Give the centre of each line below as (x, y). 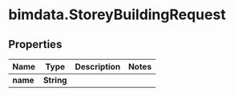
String (55, 80)
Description (98, 67)
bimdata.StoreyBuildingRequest (117, 15)
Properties (35, 44)
